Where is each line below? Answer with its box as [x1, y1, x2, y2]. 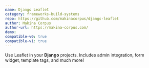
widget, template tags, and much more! [5, 57, 84, 63]
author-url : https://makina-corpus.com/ [5, 25, 89, 30]
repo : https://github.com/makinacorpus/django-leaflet [5, 16, 119, 21]
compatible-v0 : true [5, 34, 47, 39]
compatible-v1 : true [5, 39, 47, 44]
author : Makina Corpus [5, 20, 51, 26]
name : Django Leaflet [5, 7, 49, 12]
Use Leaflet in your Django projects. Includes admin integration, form [5, 52, 145, 58]
